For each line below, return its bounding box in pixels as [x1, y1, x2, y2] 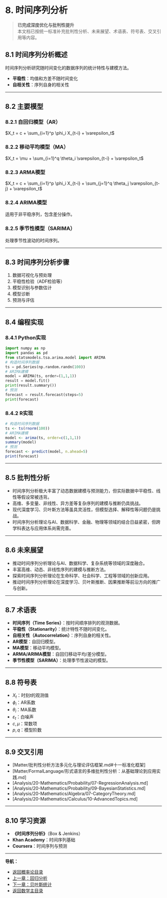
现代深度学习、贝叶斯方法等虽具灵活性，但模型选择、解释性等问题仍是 [12, 506, 157, 512]
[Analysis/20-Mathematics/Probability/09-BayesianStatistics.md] [12, 785, 146, 792]
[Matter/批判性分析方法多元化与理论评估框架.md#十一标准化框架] [12, 762, 146, 768]
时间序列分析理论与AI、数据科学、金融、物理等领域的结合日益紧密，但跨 [12, 519, 161, 525]
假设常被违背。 [21, 494, 52, 500]
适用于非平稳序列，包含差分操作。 [5, 211, 75, 217]
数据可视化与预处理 [12, 272, 52, 278]
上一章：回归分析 [12, 875, 48, 881]
